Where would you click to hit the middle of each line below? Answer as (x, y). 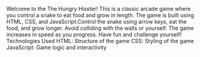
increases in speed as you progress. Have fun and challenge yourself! (94, 35)
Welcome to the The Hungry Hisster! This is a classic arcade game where (98, 9)
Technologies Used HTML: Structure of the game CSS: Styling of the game (100, 41)
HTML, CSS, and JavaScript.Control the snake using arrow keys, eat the (97, 22)
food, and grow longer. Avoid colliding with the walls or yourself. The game (100, 28)
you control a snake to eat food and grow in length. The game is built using (100, 15)
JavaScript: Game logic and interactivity (56, 47)
